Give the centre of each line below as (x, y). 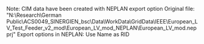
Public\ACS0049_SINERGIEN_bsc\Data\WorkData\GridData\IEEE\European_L (102, 21)
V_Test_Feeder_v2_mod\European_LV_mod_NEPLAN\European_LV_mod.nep (102, 28)
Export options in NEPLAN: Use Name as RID (73, 34)
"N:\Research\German (34, 15)
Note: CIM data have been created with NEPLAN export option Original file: (100, 9)
